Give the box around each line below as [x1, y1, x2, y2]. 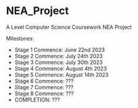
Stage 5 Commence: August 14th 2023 [14, 71, 109, 78]
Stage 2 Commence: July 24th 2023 [14, 52, 103, 59]
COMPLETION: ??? [14, 96, 60, 103]
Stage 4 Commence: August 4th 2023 [14, 65, 107, 72]
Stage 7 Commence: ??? [14, 83, 74, 90]
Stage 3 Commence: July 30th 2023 [14, 59, 103, 66]
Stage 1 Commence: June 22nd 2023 [14, 46, 105, 53]
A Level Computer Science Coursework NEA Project [6, 23, 132, 31]
